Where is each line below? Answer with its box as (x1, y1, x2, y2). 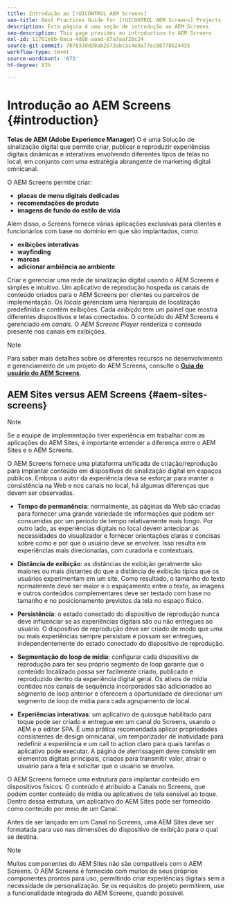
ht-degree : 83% (7, 62, 51, 69)
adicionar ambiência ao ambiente (17, 262, 116, 271)
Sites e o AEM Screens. (7, 446, 74, 454)
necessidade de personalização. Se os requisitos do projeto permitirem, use (7, 882, 224, 890)
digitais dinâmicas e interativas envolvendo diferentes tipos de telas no (7, 150, 210, 158)
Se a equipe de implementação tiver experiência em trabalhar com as (7, 431, 206, 440)
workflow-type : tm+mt (7, 49, 70, 56)
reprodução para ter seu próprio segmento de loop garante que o (17, 660, 204, 669)
